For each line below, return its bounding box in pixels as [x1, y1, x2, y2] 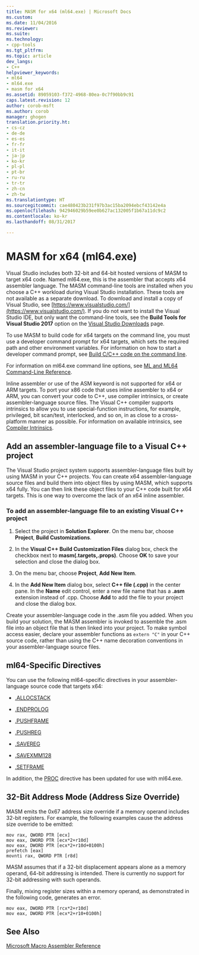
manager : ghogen [6, 114, 46, 120]
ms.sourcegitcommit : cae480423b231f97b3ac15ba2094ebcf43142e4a [6, 202, 166, 208]
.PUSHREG [14, 728, 42, 735]
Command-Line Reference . [6, 368, 72, 375]
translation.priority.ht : [6, 120, 70, 126]
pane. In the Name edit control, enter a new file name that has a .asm [14, 587, 185, 594]
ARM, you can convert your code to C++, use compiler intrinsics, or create [6, 392, 188, 399]
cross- [162, 411, 179, 418]
